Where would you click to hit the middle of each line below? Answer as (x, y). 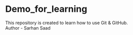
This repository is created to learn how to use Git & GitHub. (66, 23)
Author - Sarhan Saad (28, 28)
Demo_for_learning (46, 9)
